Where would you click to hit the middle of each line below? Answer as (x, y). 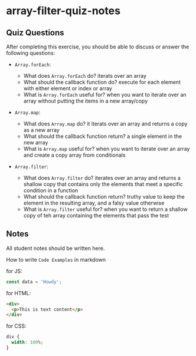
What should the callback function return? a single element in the (102, 136)
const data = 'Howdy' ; (34, 282)
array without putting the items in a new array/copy (86, 101)
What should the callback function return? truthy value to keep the (104, 197)
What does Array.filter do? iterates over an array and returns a (102, 178)
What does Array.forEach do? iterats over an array (85, 76)
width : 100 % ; (27, 342)
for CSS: (16, 326)
